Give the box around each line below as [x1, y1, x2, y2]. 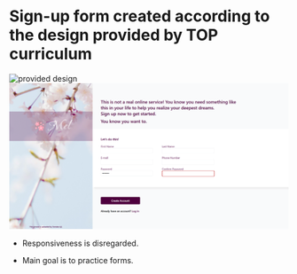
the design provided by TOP [9, 25, 219, 45]
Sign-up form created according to [9, 6, 270, 27]
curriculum [9, 44, 93, 64]
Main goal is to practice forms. [21, 255, 134, 266]
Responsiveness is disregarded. [21, 238, 139, 249]
